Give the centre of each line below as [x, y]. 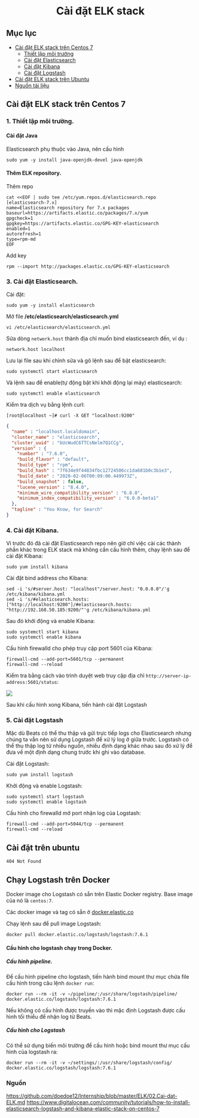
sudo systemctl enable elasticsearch [53, 394]
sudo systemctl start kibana [42, 632]
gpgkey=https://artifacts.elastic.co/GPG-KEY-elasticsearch [83, 223]
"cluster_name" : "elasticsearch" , [56, 437]
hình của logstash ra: [32, 1052]
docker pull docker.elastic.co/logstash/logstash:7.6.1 [77, 935]
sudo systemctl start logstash [45, 797]
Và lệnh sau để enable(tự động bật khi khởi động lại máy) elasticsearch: [94, 383]
